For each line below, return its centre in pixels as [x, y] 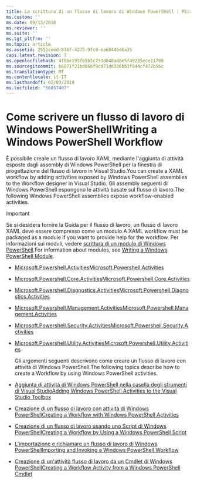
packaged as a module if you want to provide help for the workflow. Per [92, 237]
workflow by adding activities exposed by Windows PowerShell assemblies [97, 177]
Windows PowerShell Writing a [81, 130]
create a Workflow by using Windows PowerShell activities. [86, 373]
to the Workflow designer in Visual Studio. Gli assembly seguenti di [87, 183]
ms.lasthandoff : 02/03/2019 [40, 83]
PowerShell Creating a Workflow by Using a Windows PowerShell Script [100, 432]
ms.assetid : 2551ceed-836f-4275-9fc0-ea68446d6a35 [69, 50]
